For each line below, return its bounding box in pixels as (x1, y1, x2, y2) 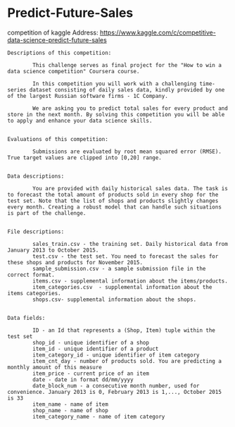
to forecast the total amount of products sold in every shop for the (7, 191, 219, 198)
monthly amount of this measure (7, 364, 102, 371)
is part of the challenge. (7, 209, 87, 216)
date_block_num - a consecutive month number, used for (32, 382, 200, 389)
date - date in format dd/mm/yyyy (32, 376, 134, 383)
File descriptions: (7, 228, 65, 235)
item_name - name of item (32, 400, 109, 408)
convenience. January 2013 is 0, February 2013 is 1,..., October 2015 (7, 388, 222, 395)
